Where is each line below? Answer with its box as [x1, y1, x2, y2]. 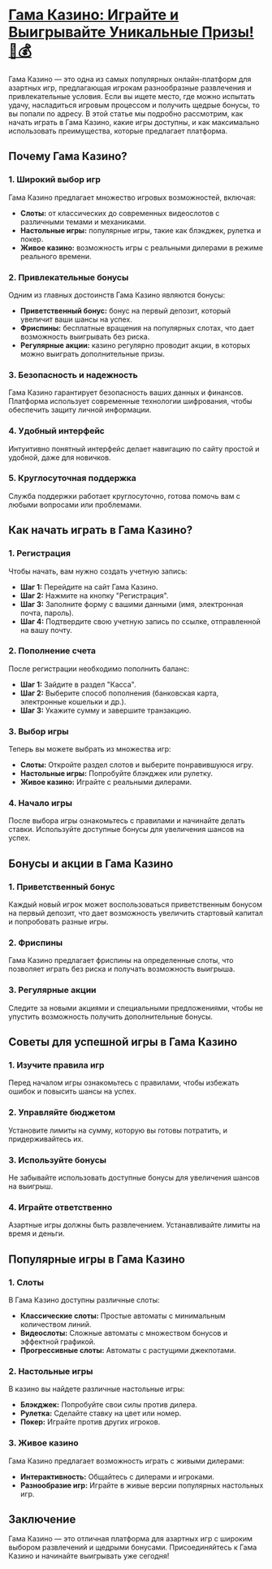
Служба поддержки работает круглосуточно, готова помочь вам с [8, 491, 241, 501]
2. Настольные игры [8, 1365, 93, 1376]
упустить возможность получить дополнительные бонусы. [8, 1012, 214, 1021]
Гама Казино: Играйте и [8, 6, 179, 24]
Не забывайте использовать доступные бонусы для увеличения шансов [8, 1172, 260, 1182]
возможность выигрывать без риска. [19, 332, 150, 341]
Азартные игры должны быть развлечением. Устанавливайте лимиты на [8, 1220, 261, 1230]
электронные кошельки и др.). [19, 696, 127, 706]
